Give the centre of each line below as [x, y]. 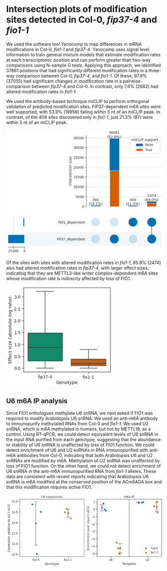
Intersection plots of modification [77, 9]
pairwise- [132, 81]
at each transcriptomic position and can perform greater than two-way [79, 60]
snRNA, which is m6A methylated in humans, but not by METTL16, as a [79, 429]
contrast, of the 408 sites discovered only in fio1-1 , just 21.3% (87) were [80, 117]
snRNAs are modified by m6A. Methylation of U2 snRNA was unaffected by [83, 461]
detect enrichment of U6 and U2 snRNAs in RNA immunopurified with [77, 450]
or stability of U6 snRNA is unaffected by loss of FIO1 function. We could [80, 445]
